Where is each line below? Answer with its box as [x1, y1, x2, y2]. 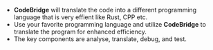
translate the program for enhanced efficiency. [13, 27, 147, 36]
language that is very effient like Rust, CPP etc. [13, 13, 148, 21]
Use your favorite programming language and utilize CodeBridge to [13, 21, 206, 28]
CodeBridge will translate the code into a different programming [13, 6, 197, 14]
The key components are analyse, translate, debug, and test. [13, 35, 187, 43]
